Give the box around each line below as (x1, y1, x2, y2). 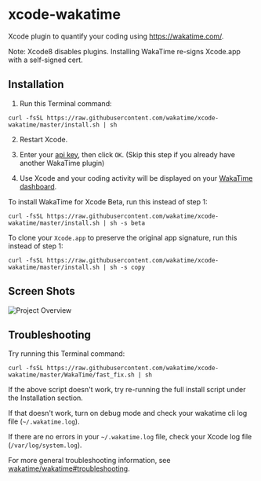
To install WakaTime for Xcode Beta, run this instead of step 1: (8, 196, 208, 206)
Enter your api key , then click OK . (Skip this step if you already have (19, 149, 236, 159)
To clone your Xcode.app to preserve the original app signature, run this (8, 233, 237, 242)
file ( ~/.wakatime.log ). (8, 417, 80, 426)
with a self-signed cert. (8, 55, 84, 64)
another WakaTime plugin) (19, 158, 105, 167)
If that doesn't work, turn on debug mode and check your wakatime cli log (8, 409, 248, 418)
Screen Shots (8, 285, 76, 298)
